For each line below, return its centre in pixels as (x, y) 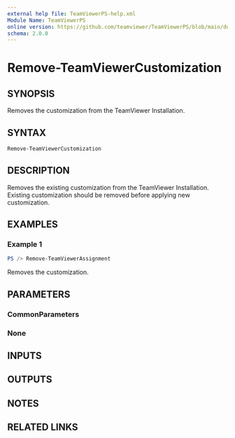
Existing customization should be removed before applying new (99, 195)
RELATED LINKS (43, 427)
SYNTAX (27, 133)
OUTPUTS (30, 379)
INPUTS (24, 356)
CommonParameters (43, 314)
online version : (31, 27)
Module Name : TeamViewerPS (47, 20)
